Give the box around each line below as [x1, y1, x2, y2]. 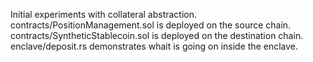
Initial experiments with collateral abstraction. [10, 9, 198, 20]
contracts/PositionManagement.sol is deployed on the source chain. [10, 19, 292, 31]
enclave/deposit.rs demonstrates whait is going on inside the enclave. [10, 40, 299, 52]
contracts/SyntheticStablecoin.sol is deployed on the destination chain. [10, 30, 304, 41]
